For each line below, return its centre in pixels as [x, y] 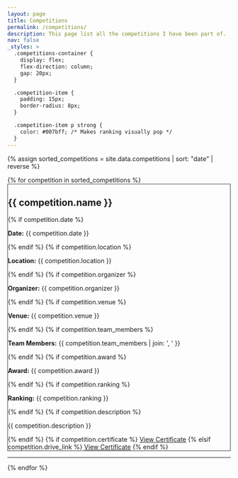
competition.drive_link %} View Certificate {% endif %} [88, 447]
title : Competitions [38, 21]
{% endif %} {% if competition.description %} [75, 412]
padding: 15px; [42, 99]
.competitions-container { [53, 54]
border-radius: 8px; [50, 106]
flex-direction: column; [57, 67]
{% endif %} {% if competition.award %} [67, 357]
